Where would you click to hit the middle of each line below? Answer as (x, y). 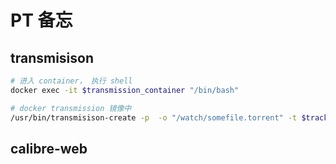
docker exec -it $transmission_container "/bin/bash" (125, 90)
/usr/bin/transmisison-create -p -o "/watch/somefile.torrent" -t (154, 117)
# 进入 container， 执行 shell (71, 81)
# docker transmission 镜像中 (71, 108)
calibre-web (49, 148)
